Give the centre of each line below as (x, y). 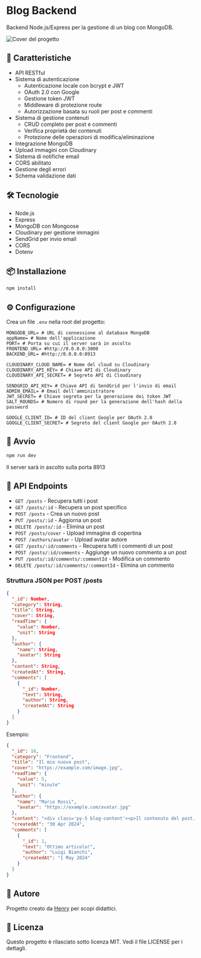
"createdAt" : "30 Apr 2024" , (48, 824)
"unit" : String (36, 633)
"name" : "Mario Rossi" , (47, 802)
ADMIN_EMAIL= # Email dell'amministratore (60, 391)
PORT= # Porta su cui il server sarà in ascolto (69, 344)
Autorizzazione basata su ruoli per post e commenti (88, 111)
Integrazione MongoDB (44, 144)
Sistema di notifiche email (47, 156)
